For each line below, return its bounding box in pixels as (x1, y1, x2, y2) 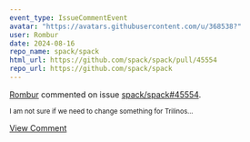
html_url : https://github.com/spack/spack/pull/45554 (9, 56, 218, 65)
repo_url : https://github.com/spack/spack (9, 65, 173, 74)
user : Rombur (9, 30, 59, 39)
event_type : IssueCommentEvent (9, 13, 128, 23)
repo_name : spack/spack (9, 47, 100, 56)
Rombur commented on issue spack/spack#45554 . (9, 88, 202, 100)
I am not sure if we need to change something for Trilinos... (9, 106, 194, 116)
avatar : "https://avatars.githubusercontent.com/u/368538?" (9, 22, 243, 31)
